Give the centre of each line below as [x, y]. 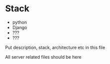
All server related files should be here [43, 57]
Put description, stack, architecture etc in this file [55, 47]
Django [20, 27]
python [20, 22]
